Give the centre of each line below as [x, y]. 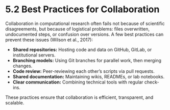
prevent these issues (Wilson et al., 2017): [49, 40]
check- [152, 82]
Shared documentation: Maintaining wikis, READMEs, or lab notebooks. [89, 76]
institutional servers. [34, 55]
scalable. [15, 102]
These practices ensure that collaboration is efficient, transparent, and [79, 97]
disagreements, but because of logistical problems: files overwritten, [77, 29]
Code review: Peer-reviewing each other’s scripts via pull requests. [83, 71]
